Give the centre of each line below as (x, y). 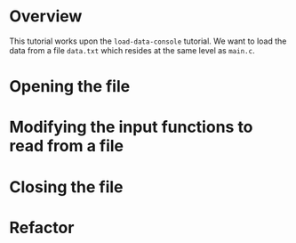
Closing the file (66, 186)
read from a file (67, 146)
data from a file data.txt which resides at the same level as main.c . (132, 50)
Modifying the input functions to (131, 127)
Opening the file (70, 87)
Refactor (42, 227)
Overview (46, 16)
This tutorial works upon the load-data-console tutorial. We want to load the (148, 41)
